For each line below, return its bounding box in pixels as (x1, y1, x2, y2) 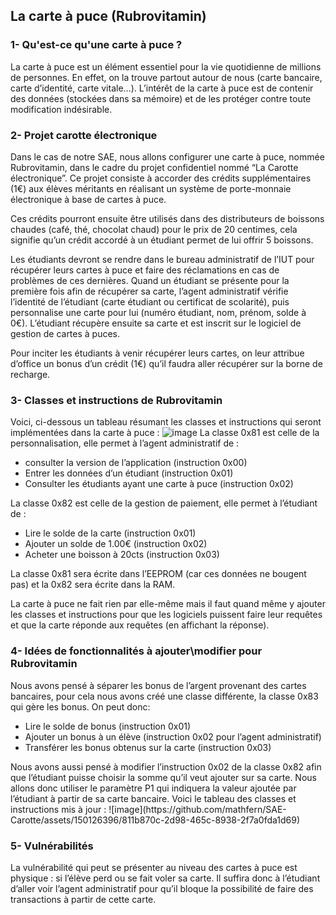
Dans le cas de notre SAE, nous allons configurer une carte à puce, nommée (10, 150, 325, 163)
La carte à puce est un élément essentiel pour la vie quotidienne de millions (10, 60, 322, 73)
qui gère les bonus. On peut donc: (10, 700, 151, 713)
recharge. (10, 368, 51, 380)
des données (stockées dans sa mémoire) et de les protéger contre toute (10, 92, 312, 104)
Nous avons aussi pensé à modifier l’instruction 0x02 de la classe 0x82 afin (10, 760, 322, 773)
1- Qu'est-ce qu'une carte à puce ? (10, 38, 183, 52)
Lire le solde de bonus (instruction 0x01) (24, 720, 192, 732)
